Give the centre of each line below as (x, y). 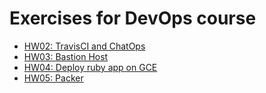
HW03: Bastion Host (66, 56)
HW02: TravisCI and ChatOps (84, 46)
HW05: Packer (53, 78)
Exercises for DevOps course (133, 18)
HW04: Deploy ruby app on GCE (90, 67)
